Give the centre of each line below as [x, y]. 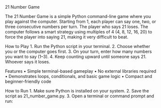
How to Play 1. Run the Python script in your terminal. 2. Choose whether [78, 46]
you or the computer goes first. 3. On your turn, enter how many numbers [78, 51]
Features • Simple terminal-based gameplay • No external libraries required [81, 71]
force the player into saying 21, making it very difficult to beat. [67, 37]
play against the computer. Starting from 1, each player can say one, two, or [80, 22]
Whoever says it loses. [28, 62]
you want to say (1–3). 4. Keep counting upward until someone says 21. [76, 57]
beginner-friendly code [28, 81]
